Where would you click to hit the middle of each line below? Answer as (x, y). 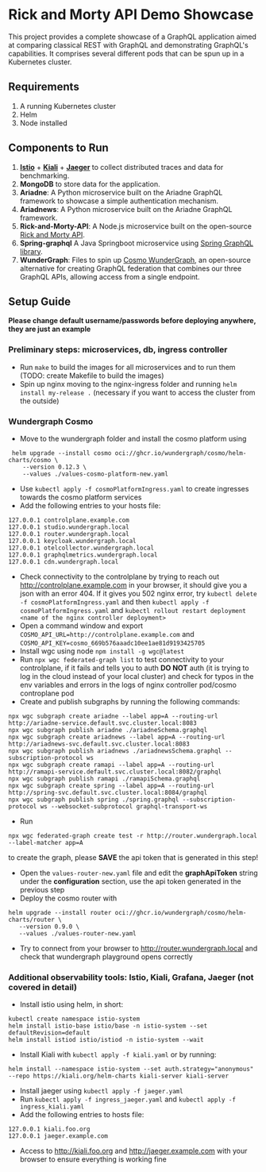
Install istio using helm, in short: (71, 1004)
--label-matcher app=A (46, 842)
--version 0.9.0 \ (49, 927)
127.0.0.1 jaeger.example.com (58, 1136)
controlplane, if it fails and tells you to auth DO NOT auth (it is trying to (134, 668)
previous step (42, 889)
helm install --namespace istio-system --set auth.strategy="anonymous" (131, 1070)
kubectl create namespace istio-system (74, 1019)
